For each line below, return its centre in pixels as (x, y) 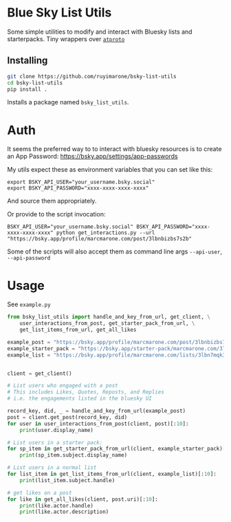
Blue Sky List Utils (59, 13)
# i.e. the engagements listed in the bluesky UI (80, 399)
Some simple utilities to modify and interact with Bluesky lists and (100, 32)
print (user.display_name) (57, 430)
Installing (27, 61)
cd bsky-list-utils (35, 83)
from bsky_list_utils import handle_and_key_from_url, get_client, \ (109, 317)
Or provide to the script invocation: (56, 214)
